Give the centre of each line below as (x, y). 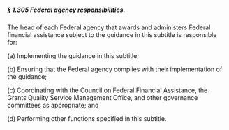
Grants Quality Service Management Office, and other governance (103, 97)
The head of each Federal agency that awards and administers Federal (109, 27)
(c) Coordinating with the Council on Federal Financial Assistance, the (108, 90)
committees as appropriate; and (53, 105)
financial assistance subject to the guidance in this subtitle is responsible (112, 34)
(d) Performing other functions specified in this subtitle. (87, 118)
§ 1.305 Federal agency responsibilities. (66, 10)
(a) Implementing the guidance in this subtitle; (73, 55)
